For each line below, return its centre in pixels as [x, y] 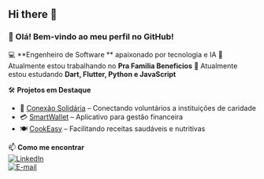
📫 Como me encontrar [46, 147]
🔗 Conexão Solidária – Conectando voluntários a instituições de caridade [138, 108]
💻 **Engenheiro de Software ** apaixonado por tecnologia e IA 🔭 [115, 54]
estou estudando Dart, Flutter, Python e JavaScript [92, 74]
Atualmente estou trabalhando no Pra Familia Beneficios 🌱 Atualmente [123, 66]
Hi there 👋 [33, 15]
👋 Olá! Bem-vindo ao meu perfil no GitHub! [91, 37]
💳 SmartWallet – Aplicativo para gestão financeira [101, 117]
